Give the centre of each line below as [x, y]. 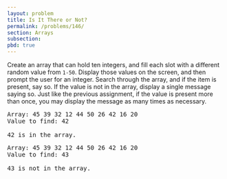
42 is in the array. [42, 135]
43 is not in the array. [49, 168]
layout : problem [30, 13]
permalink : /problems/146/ [46, 26]
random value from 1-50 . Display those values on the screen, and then [107, 72]
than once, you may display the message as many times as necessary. [107, 101]
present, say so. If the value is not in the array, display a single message [109, 87]
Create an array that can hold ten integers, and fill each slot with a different [113, 65]
